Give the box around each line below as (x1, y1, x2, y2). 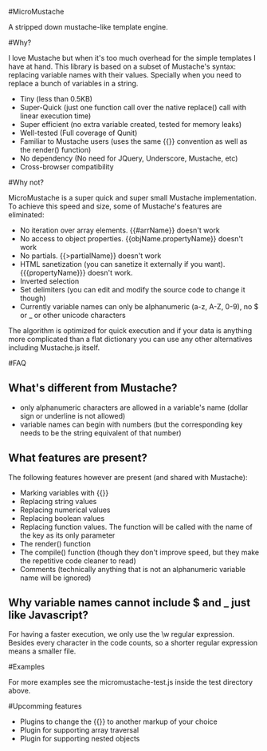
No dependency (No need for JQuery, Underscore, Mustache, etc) (19, 153, 238, 163)
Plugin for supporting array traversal (19, 725, 139, 735)
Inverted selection (19, 276, 80, 286)
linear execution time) (19, 111, 92, 121)
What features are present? (8, 451, 147, 465)
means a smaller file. (8, 646, 77, 656)
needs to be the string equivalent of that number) (19, 427, 182, 438)
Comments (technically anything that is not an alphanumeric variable (19, 564, 245, 574)
